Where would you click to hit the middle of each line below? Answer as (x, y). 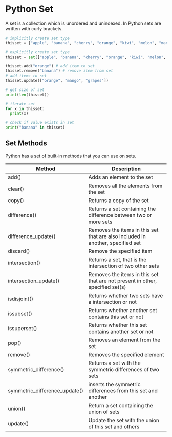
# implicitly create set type (38, 38)
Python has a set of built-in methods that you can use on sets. (71, 156)
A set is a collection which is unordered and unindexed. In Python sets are (83, 23)
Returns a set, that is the (117, 259)
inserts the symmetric (114, 384)
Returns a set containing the (122, 209)
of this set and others (114, 426)
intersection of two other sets (124, 266)
